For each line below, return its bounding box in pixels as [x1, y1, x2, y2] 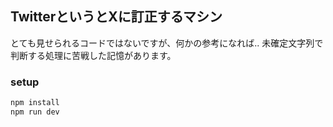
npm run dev [10, 107, 60, 117]
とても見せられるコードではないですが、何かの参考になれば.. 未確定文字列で [10, 37, 324, 49]
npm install [10, 98, 60, 108]
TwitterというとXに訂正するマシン [10, 8, 223, 26]
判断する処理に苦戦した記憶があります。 [10, 49, 177, 61]
